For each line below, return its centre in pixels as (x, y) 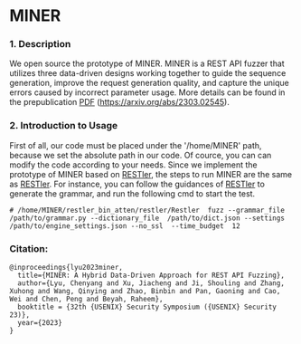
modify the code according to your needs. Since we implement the (133, 165)
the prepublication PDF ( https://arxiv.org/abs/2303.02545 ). (120, 102)
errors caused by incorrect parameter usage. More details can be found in (147, 92)
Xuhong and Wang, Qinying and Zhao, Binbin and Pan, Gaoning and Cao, (145, 291)
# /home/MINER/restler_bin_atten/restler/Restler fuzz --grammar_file (147, 210)
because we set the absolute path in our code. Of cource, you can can (141, 155)
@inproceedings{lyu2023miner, (66, 268)
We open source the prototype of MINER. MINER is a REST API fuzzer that (147, 63)
